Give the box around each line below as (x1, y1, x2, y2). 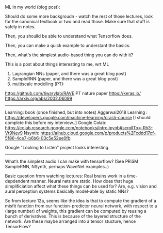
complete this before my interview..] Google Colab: (5, 120, 107, 125)
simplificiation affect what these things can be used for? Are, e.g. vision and (5, 184, 157, 189)
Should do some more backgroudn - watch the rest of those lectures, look (5, 14, 153, 19)
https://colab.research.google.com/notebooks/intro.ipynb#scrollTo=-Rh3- (5, 125, 153, 130)
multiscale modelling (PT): (12, 81, 65, 87)
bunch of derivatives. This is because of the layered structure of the (5, 213, 141, 219)
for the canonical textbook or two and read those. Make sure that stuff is (5, 19, 150, 24)
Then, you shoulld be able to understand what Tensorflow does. (5, 33, 133, 39)
